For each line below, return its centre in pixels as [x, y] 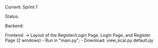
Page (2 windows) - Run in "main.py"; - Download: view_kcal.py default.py [79, 40]
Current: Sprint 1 [21, 7]
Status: [12, 16]
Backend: [14, 26]
